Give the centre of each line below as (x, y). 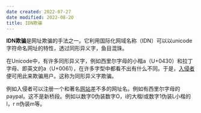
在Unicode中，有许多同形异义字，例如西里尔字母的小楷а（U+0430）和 (94, 61)
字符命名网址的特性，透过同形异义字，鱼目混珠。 (67, 48)
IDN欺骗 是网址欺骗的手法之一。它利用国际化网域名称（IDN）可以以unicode (99, 41)
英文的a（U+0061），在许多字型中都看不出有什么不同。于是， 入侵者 (111, 69)
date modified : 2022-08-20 (40, 17)
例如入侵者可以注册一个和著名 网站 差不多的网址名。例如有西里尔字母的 (93, 89)
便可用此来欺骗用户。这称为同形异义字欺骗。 (62, 76)
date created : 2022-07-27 (39, 12)
